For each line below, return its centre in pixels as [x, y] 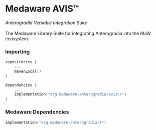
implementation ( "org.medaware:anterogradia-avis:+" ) [70, 94]
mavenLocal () [28, 71]
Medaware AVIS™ [42, 9]
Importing [18, 52]
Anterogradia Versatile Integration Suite [46, 23]
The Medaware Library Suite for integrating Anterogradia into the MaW [78, 33]
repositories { [21, 62]
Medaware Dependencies [37, 112]
